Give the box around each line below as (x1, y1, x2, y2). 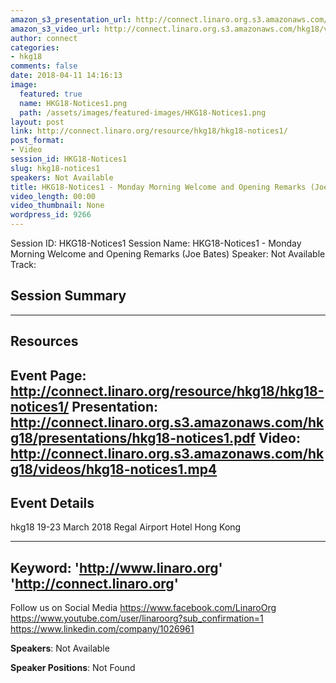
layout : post (10, 117, 65, 127)
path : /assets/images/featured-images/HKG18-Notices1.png (19, 107, 267, 118)
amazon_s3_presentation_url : (10, 14, 132, 25)
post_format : (10, 136, 65, 146)
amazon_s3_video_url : (10, 24, 101, 34)
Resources (10, 333, 79, 350)
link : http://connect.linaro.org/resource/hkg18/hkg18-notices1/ (10, 126, 288, 136)
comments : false (10, 61, 78, 71)
